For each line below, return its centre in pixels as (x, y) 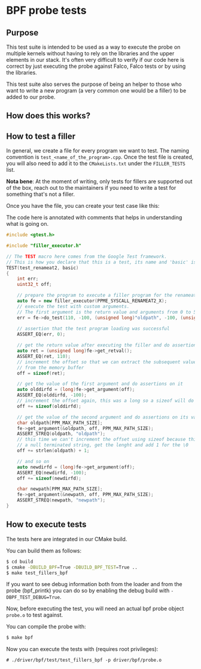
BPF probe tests (46, 11)
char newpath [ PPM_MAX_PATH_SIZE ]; (60, 489)
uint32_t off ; (34, 285)
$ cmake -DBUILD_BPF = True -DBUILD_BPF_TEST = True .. (72, 567)
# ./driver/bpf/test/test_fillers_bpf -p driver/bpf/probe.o (84, 660)
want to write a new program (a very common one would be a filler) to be (96, 90)
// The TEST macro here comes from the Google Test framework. (87, 256)
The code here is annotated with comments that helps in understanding (94, 217)
